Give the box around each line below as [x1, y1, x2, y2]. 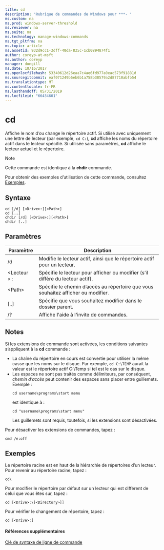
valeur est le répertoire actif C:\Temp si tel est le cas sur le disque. [12, 366, 145, 372]
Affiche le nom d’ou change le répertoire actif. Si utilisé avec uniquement [5, 130, 151, 137]
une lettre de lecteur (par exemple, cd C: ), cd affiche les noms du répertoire [5, 136, 158, 141]
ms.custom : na [5, 16, 34, 21]
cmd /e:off [5, 436, 27, 441]
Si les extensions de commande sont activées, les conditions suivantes [5, 341, 148, 347]
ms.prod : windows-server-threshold [5, 20, 78, 26]
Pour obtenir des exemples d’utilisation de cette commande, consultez [5, 174, 146, 180]
